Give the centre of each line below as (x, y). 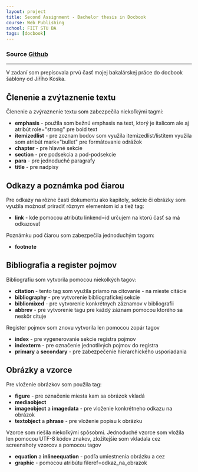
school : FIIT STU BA (32, 28)
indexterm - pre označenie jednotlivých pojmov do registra (86, 345)
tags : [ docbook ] (26, 34)
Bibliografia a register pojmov (62, 266)
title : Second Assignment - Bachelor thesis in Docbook (76, 17)
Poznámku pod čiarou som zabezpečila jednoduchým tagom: (80, 235)
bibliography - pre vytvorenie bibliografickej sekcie (77, 297)
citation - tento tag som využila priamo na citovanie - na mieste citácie (100, 291)
